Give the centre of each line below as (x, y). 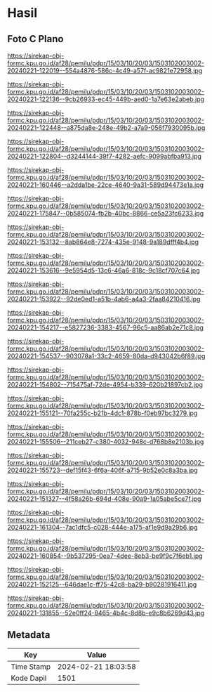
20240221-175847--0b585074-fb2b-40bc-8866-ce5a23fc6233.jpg (106, 213)
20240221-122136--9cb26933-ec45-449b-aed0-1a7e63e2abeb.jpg (106, 99)
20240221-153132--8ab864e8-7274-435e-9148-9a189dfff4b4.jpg (103, 242)
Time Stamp (31, 667)
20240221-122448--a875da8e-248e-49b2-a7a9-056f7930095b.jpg (106, 128)
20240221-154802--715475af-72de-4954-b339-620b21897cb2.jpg (105, 385)
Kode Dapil (29, 678)
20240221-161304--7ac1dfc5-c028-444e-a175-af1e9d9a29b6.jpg (102, 527)
